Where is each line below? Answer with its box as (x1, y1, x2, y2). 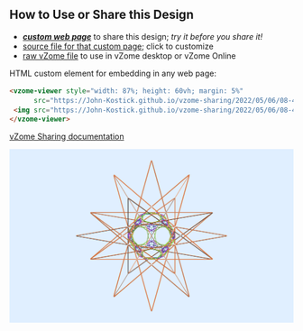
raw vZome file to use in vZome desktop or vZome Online (22, 50, 236, 61)
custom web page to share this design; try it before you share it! (22, 31, 263, 41)
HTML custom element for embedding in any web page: (9, 68, 217, 78)
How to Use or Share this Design (9, 7, 194, 23)
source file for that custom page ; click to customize (22, 41, 214, 51)
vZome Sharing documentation (9, 131, 124, 143)
